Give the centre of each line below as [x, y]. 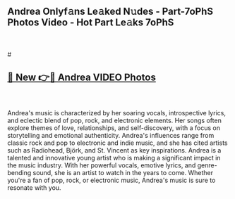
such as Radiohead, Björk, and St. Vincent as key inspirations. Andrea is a [114, 150]
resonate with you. [34, 187]
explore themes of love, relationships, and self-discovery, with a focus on [114, 128]
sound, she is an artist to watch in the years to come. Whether [123, 172]
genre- [207, 165]
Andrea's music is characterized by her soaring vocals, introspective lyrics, [116, 113]
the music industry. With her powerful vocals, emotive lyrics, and [102, 165]
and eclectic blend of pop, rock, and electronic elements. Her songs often [115, 120]
